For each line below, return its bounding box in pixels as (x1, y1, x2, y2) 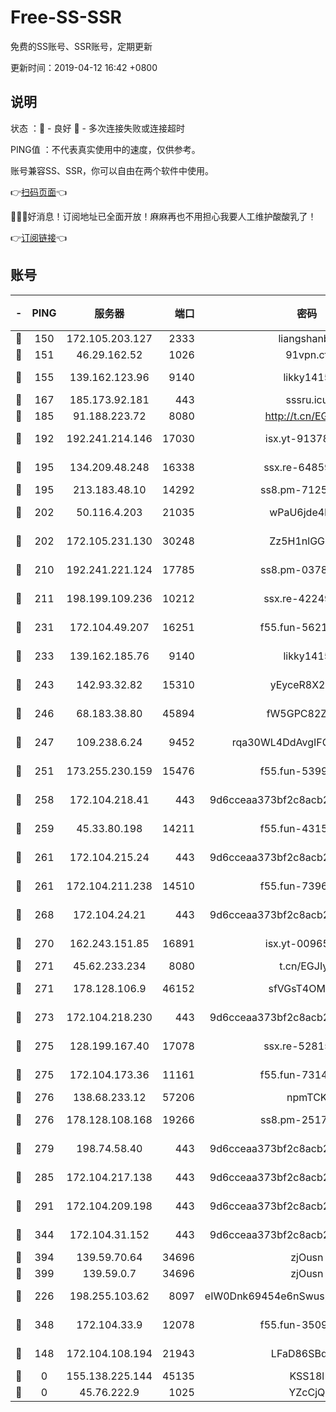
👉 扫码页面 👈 (10, 186, 68, 198)
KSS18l (289, 1369, 325, 1383)
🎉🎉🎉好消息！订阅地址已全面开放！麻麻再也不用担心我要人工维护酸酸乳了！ (10, 210, 317, 222)
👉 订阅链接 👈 (10, 231, 68, 243)
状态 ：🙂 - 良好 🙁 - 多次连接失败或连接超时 (10, 122, 185, 134)
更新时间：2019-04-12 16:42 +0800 (10, 61, 158, 73)
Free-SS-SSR (10, 6, 122, 29)
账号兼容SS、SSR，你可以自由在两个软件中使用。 (10, 164, 214, 176)
